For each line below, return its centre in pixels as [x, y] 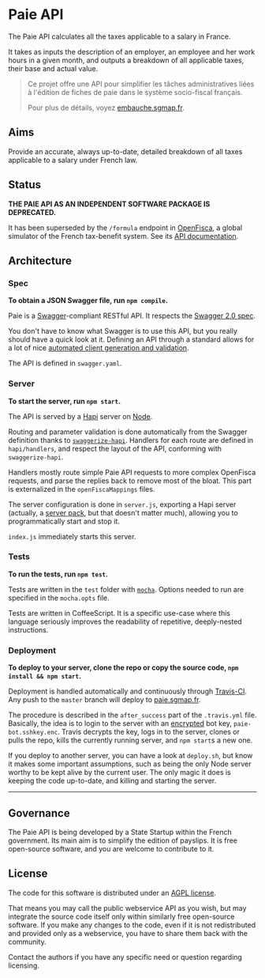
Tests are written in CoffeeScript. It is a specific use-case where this [119, 613]
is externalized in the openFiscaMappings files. [82, 489]
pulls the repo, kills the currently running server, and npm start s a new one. [131, 740]
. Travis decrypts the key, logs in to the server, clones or [149, 732]
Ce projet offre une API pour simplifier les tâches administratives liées [141, 84]
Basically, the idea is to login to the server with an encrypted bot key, [120, 723]
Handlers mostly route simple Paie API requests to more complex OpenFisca [132, 472]
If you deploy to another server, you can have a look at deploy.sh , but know [131, 756]
